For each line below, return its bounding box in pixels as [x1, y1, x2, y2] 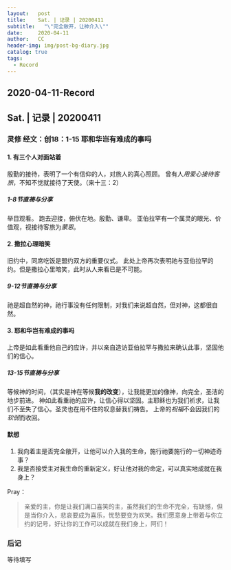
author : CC [7, 36, 45, 43]
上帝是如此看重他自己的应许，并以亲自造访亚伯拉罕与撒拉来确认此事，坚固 [7, 343, 218, 351]
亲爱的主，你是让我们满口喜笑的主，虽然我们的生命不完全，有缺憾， [23, 502, 217, 511]
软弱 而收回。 [7, 413, 43, 422]
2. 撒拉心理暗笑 [7, 239, 51, 248]
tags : [7, 55, 23, 62]
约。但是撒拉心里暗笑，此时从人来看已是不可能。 [7, 265, 146, 273]
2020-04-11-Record [7, 87, 95, 99]
